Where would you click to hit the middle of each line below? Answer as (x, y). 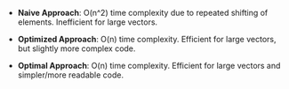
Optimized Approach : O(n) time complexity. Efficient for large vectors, (147, 39)
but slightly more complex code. (76, 48)
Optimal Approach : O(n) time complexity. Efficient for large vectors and (149, 66)
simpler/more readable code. (71, 75)
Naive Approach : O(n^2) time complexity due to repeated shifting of (143, 13)
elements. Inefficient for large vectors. (88, 22)
